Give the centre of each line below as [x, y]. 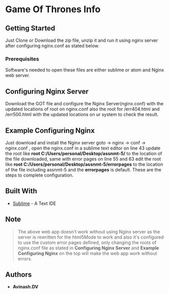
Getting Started [30, 28]
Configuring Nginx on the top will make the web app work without [87, 253]
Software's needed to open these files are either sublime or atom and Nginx [85, 70]
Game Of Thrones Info [53, 9]
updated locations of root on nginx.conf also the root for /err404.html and [82, 109]
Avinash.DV [25, 287]
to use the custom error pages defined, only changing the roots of [87, 242]
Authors [19, 274]
